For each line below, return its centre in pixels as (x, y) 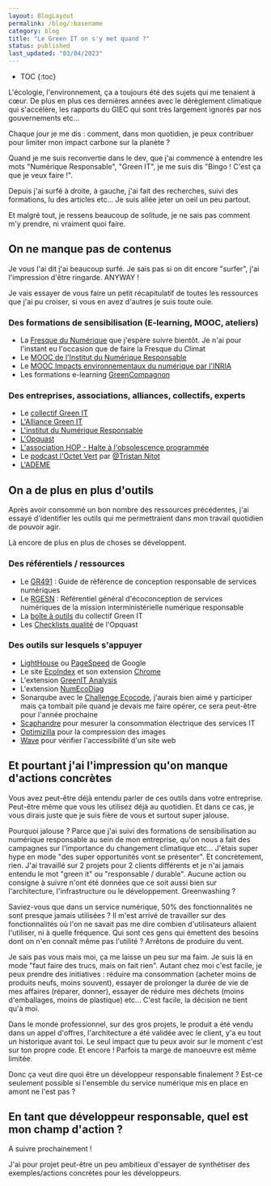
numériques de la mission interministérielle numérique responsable (132, 607)
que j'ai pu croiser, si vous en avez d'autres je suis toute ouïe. (111, 301)
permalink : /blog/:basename (56, 23)
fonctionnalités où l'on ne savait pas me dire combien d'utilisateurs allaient (133, 924)
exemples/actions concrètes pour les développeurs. (95, 1173)
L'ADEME (35, 465)
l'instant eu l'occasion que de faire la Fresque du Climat (113, 349)
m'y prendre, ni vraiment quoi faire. (67, 224)
